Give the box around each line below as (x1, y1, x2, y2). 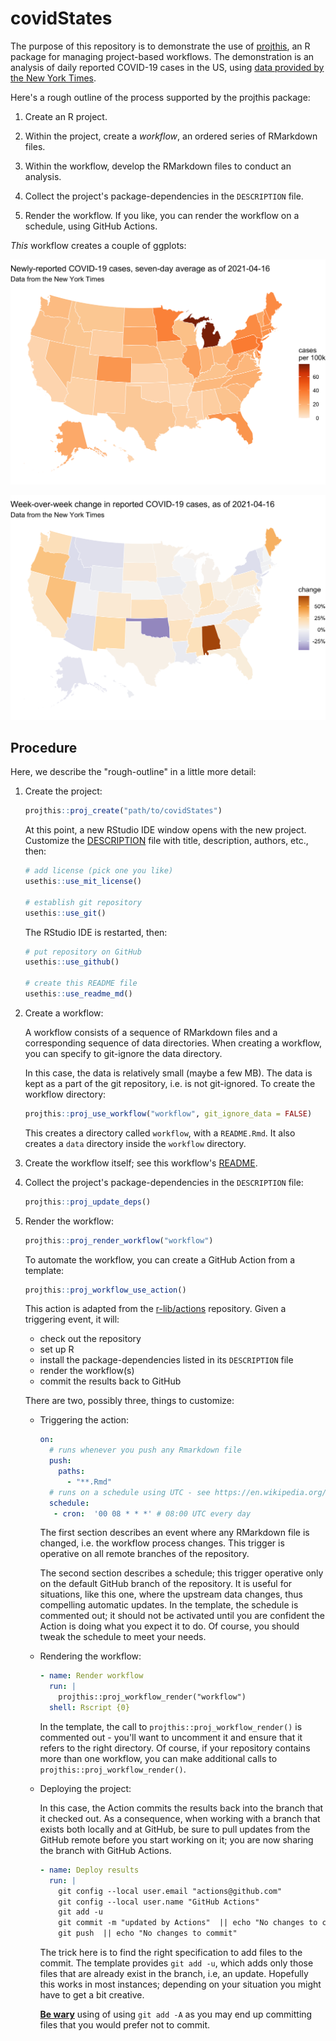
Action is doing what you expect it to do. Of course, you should (39, 1620, 300, 1632)
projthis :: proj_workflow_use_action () (24, 1285, 187, 1295)
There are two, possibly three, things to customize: (24, 1395, 235, 1407)
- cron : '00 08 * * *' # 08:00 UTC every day (53, 1508, 252, 1519)
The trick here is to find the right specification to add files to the (39, 1947, 303, 1959)
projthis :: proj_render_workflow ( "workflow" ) (24, 1235, 214, 1246)
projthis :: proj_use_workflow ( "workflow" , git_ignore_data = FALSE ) (24, 1108, 313, 1119)
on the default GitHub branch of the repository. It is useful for (39, 1578, 293, 1590)
